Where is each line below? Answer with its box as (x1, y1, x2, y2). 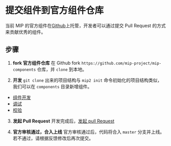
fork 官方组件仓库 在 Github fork (12, 60, 81, 66)
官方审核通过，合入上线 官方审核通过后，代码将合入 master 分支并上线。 (12, 129, 165, 135)
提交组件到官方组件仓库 (5, 5, 104, 16)
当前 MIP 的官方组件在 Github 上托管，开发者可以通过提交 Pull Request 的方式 (5, 22, 166, 29)
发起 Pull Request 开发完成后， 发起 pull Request (12, 118, 115, 124)
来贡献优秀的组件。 (5, 29, 46, 35)
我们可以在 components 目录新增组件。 (12, 83, 92, 89)
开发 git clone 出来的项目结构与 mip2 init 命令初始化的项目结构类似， (12, 77, 162, 83)
